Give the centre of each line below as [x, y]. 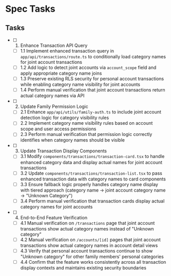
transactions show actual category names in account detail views [89, 245]
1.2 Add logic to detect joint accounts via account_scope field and [88, 67]
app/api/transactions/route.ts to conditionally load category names [93, 57]
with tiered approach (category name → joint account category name [93, 190]
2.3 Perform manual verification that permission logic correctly [86, 134]
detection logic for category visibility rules [65, 118]
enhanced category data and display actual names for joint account [91, 162]
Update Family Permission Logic [54, 107]
